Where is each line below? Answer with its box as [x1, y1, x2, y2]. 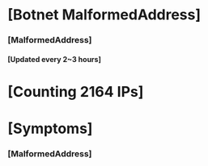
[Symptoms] [7, 119, 93, 138]
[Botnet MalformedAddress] [7, 6, 202, 24]
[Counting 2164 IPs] [7, 82, 144, 101]
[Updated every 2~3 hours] [7, 54, 102, 64]
